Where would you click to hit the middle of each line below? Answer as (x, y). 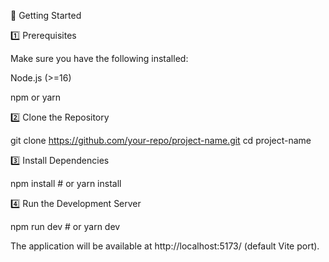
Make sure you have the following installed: (99, 58)
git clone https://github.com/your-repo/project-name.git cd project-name (161, 140)
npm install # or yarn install (66, 183)
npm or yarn (36, 97)
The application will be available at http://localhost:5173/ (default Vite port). (165, 246)
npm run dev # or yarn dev (65, 226)
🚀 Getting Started (46, 15)
